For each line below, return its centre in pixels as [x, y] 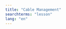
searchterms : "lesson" [29, 14]
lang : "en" [16, 19]
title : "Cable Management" [33, 10]
